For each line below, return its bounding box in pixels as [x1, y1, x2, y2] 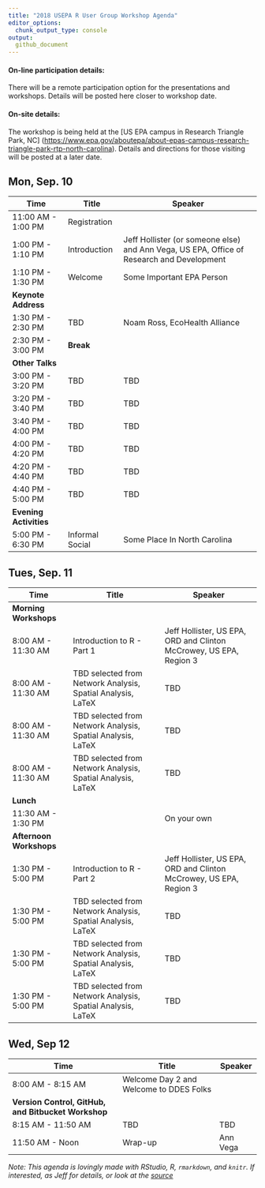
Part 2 [73, 873, 96, 884]
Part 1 [73, 645, 96, 656]
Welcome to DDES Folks [121, 1083, 211, 1094]
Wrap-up [121, 1137, 158, 1148]
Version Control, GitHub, [12, 1096, 106, 1107]
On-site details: [8, 109, 61, 118]
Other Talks [12, 358, 57, 369]
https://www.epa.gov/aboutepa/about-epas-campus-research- [43, 135, 250, 144]
